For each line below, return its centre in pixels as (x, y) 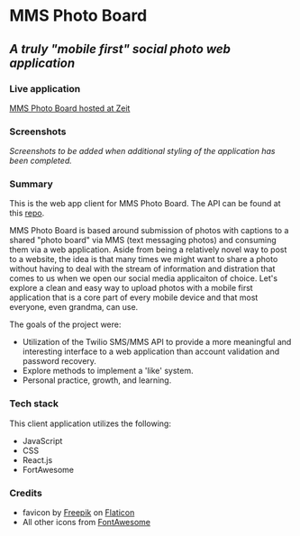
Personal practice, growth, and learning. (97, 380)
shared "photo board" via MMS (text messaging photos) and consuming (143, 241)
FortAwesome (48, 469)
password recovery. (59, 361)
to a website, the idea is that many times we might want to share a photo (144, 259)
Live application (45, 88)
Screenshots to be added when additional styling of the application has (142, 151)
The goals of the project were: (65, 324)
